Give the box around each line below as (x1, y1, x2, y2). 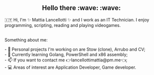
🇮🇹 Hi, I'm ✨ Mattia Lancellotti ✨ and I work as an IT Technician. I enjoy (4, 17, 150, 22)
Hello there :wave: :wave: (41, 4, 121, 12)
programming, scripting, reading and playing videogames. (4, 22, 121, 28)
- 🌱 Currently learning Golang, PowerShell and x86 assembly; (4, 51, 128, 57)
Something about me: (4, 37, 48, 43)
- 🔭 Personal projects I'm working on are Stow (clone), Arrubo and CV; (4, 46, 146, 52)
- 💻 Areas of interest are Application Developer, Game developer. (4, 64, 136, 70)
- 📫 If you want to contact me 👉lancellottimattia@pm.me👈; (4, 57, 128, 63)
